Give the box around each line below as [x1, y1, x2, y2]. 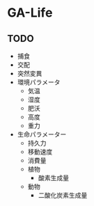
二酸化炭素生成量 [38, 191, 88, 199]
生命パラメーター [17, 130, 67, 138]
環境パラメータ [17, 78, 61, 86]
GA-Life [7, 5, 53, 21]
